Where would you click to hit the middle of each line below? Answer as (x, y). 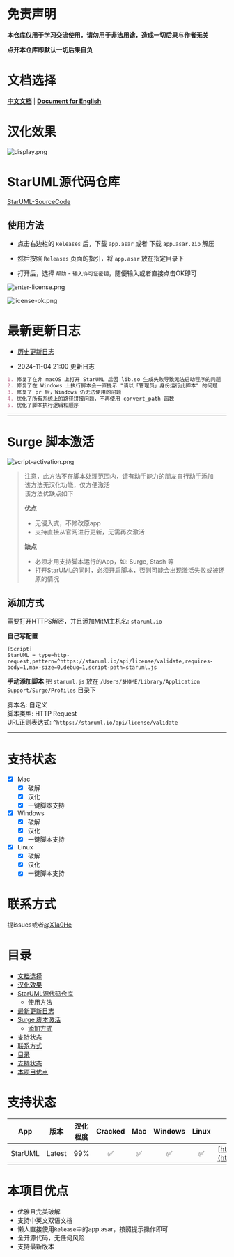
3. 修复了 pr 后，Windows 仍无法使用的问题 (64, 392)
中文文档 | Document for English (54, 101)
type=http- (54, 655)
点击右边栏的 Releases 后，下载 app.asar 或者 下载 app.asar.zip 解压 (116, 243)
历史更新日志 (36, 351)
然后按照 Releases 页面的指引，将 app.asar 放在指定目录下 (101, 258)
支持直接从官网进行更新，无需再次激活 (89, 532)
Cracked (111, 1132)
